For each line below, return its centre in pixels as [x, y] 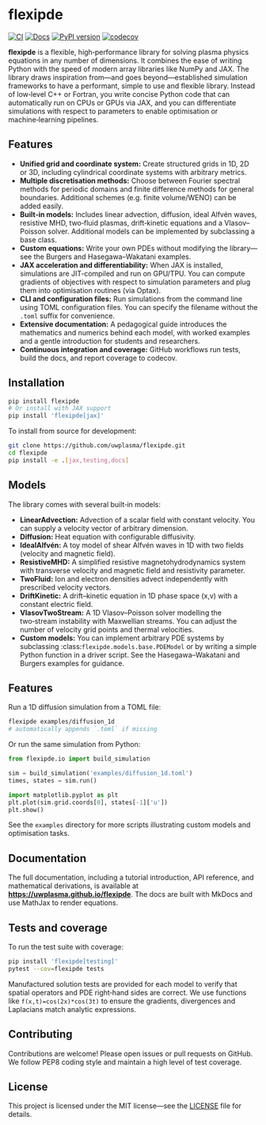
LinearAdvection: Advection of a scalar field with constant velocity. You [137, 520]
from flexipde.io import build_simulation [79, 759]
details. [20, 1115]
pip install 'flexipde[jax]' [56, 416]
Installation [36, 383]
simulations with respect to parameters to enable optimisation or [113, 111]
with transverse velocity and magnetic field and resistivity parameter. [132, 570]
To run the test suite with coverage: [66, 947]
